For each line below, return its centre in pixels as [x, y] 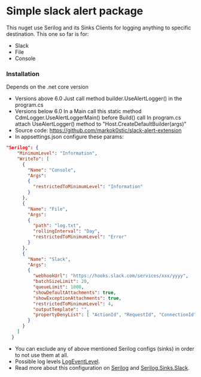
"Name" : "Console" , [52, 170]
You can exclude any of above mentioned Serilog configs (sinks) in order [104, 348]
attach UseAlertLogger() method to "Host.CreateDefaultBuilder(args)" [100, 124]
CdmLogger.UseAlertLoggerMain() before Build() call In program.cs [98, 117]
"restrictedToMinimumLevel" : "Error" [80, 237]
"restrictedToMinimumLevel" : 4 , [73, 304]
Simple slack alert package [75, 11]
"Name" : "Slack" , [49, 259]
